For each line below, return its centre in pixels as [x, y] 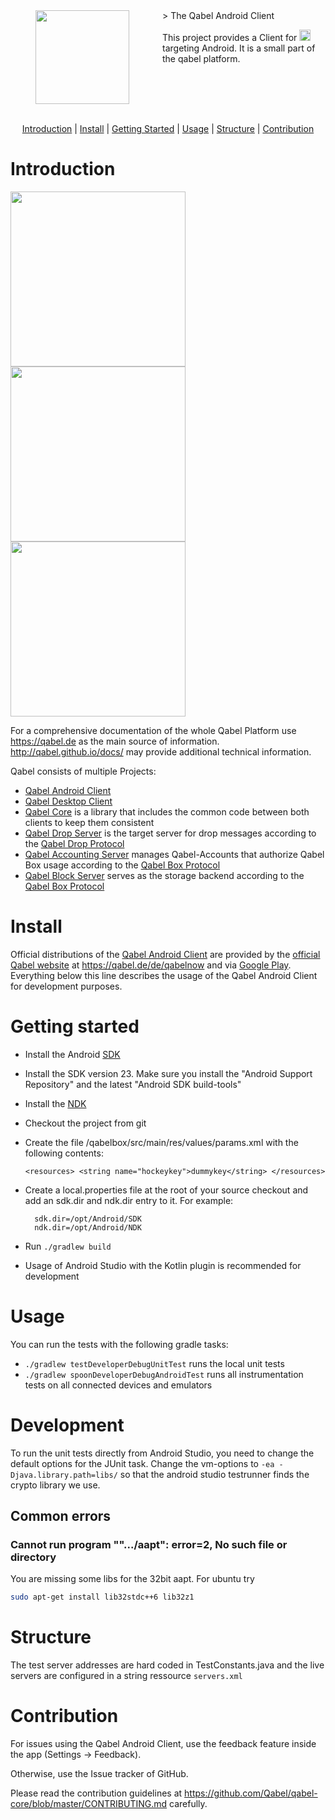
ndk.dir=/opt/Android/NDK [88, 1227]
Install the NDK [55, 1103]
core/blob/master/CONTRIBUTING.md [89, 1804]
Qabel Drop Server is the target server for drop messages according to [170, 833]
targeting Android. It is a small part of [239, 48]
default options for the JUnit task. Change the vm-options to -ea [142, 1463]
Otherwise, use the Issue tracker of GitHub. [99, 1774]
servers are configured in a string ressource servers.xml [126, 1676]
